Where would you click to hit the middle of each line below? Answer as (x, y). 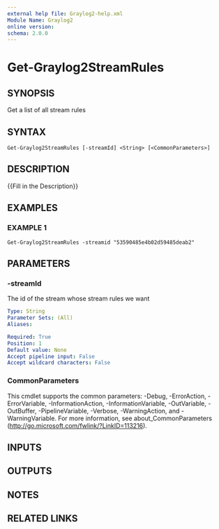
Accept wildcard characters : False (59, 363)
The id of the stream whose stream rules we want (78, 299)
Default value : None (37, 350)
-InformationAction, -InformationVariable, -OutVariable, (128, 403)
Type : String (26, 312)
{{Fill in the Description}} (43, 186)
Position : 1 (24, 343)
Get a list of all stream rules (46, 110)
